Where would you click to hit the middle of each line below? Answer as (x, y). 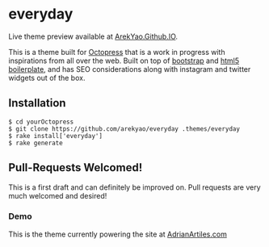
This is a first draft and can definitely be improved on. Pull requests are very (134, 187)
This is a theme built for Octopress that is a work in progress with (117, 52)
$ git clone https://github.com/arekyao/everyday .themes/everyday (124, 129)
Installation (37, 103)
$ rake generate (36, 143)
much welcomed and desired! (58, 195)
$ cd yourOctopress (41, 122)
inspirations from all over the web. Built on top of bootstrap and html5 (124, 61)
